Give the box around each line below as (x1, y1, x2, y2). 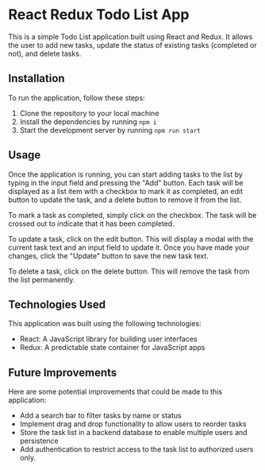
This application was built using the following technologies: (8, 319, 202, 328)
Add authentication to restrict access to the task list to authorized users (19, 445, 254, 454)
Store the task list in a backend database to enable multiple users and (19, 428, 248, 437)
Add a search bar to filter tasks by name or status (19, 411, 182, 421)
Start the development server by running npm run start (19, 125, 201, 134)
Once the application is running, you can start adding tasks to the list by (8, 169, 244, 179)
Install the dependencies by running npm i (19, 117, 157, 126)
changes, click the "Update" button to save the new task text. (8, 251, 209, 260)
